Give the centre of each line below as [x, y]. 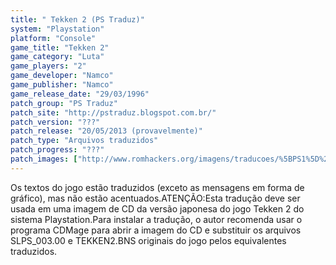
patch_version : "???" [55, 122]
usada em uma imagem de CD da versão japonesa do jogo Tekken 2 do [157, 208]
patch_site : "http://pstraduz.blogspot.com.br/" [113, 112]
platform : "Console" [53, 38]
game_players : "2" [48, 66]
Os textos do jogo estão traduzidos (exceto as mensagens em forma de [157, 187]
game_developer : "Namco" [62, 76]
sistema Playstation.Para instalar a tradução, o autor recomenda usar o [156, 219]
